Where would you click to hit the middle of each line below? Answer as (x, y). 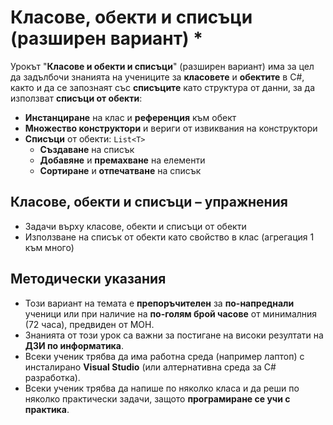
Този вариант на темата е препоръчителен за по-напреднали (159, 303)
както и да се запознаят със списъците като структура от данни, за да (163, 87)
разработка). (52, 377)
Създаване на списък (87, 149)
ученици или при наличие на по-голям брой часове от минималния (171, 313)
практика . (47, 409)
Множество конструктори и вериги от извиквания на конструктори (171, 128)
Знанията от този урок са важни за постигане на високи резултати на (174, 335)
